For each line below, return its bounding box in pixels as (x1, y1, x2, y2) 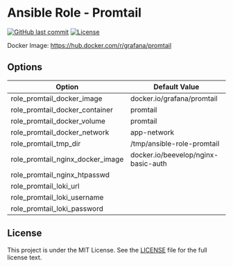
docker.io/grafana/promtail (130, 94, 218, 103)
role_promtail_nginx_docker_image (10, 154, 124, 164)
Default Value (153, 82, 200, 92)
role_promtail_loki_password (10, 203, 104, 213)
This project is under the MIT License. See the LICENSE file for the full (7, 246, 207, 254)
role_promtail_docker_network (10, 127, 110, 137)
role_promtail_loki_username (10, 192, 104, 202)
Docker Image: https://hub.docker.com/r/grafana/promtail (7, 41, 172, 49)
